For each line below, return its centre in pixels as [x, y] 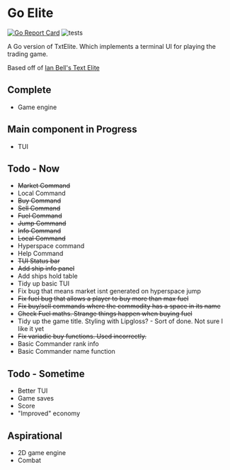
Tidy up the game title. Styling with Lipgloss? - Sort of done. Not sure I [120, 321]
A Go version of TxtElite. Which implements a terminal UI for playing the [111, 46]
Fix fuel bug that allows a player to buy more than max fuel [103, 298]
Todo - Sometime [46, 374]
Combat [29, 460]
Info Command [39, 231]
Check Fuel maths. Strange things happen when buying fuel [105, 314]
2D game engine [42, 453]
